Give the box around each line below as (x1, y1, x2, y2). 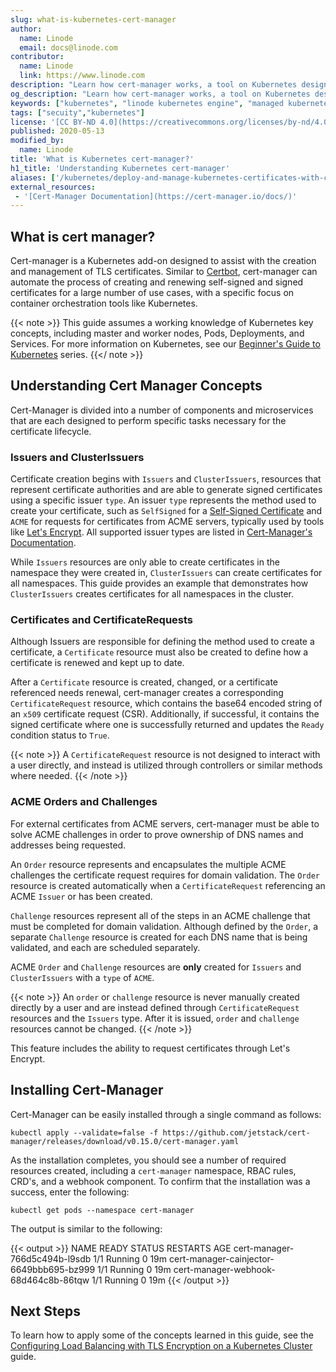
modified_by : (10, 136, 65, 146)
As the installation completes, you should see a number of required (10, 1154, 287, 1166)
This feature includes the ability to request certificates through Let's (10, 1042, 291, 1054)
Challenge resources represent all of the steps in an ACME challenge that (10, 909, 311, 921)
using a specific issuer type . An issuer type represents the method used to (10, 494, 317, 506)
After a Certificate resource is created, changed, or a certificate (10, 676, 279, 688)
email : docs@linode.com (19, 42, 118, 53)
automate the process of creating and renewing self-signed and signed (10, 276, 304, 288)
